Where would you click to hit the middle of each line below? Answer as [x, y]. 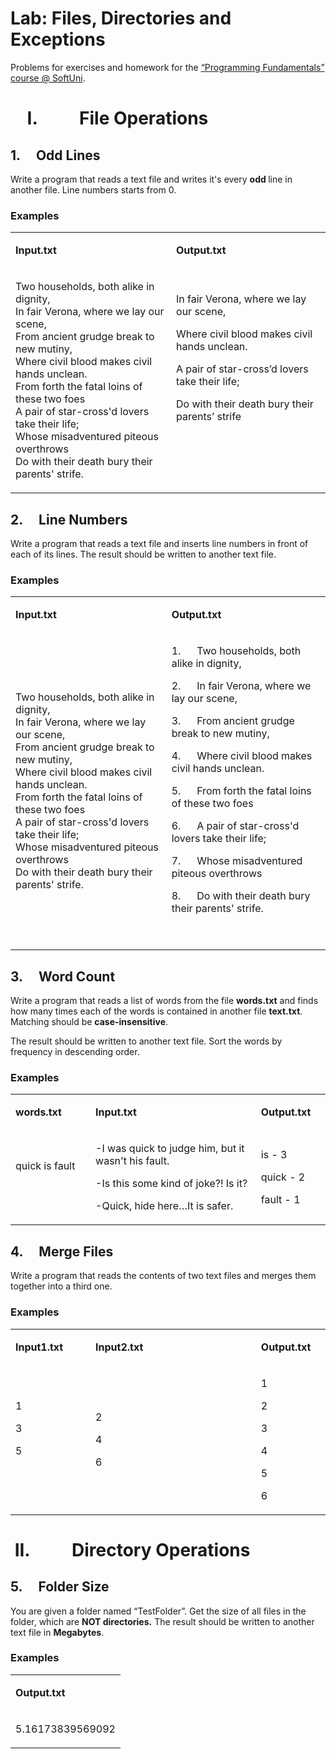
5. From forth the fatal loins [241, 791]
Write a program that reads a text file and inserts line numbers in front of [159, 544]
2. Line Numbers [69, 519]
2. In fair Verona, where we [241, 686]
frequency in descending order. [75, 1052]
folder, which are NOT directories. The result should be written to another [162, 1621]
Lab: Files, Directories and [121, 18]
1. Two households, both [236, 651]
